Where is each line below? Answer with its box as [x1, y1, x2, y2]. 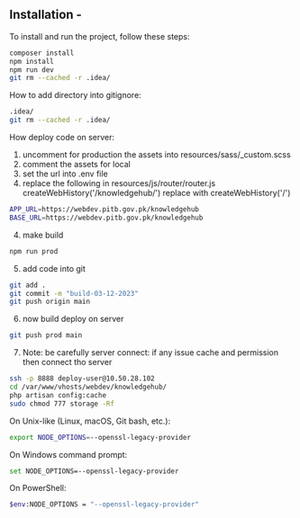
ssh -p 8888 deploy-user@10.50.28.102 [9, 374, 155, 383]
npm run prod [9, 246, 59, 255]
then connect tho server [22, 357, 113, 368]
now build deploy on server [22, 314, 124, 325]
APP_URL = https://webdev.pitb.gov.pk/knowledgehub [9, 205, 200, 214]
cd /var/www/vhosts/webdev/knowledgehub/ [9, 382, 168, 392]
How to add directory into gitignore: [9, 90, 141, 101]
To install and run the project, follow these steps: [9, 31, 191, 41]
